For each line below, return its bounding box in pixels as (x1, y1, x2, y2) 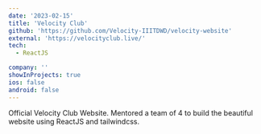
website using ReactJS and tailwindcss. (8, 116, 140, 126)
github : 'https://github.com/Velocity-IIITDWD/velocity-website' (8, 26, 232, 35)
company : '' (8, 63, 48, 72)
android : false (8, 86, 60, 94)
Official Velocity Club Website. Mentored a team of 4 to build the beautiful (8, 108, 254, 117)
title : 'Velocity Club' (8, 19, 89, 27)
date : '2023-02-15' (8, 11, 74, 20)
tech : (8, 42, 27, 50)
